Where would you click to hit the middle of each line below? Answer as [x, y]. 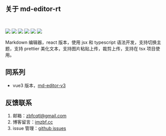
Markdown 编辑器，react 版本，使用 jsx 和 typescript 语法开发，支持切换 [81, 42]
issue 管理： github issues [39, 128]
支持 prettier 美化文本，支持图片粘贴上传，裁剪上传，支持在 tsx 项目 [85, 48]
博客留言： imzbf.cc [33, 122]
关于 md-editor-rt [33, 9]
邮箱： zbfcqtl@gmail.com [39, 116]
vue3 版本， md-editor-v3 [39, 85]
